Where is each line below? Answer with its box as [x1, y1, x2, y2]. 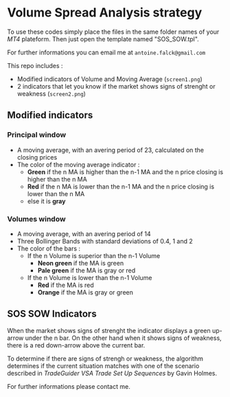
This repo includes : [7, 61, 63, 69]
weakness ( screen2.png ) [16, 89, 86, 98]
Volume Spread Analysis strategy [7, 5, 203, 21]
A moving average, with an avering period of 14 [16, 229, 151, 238]
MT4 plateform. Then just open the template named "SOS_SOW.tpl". [7, 34, 199, 43]
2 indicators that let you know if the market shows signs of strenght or [16, 82, 216, 90]
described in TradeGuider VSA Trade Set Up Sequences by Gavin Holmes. [7, 369, 218, 377]
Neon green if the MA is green [37, 259, 124, 267]
